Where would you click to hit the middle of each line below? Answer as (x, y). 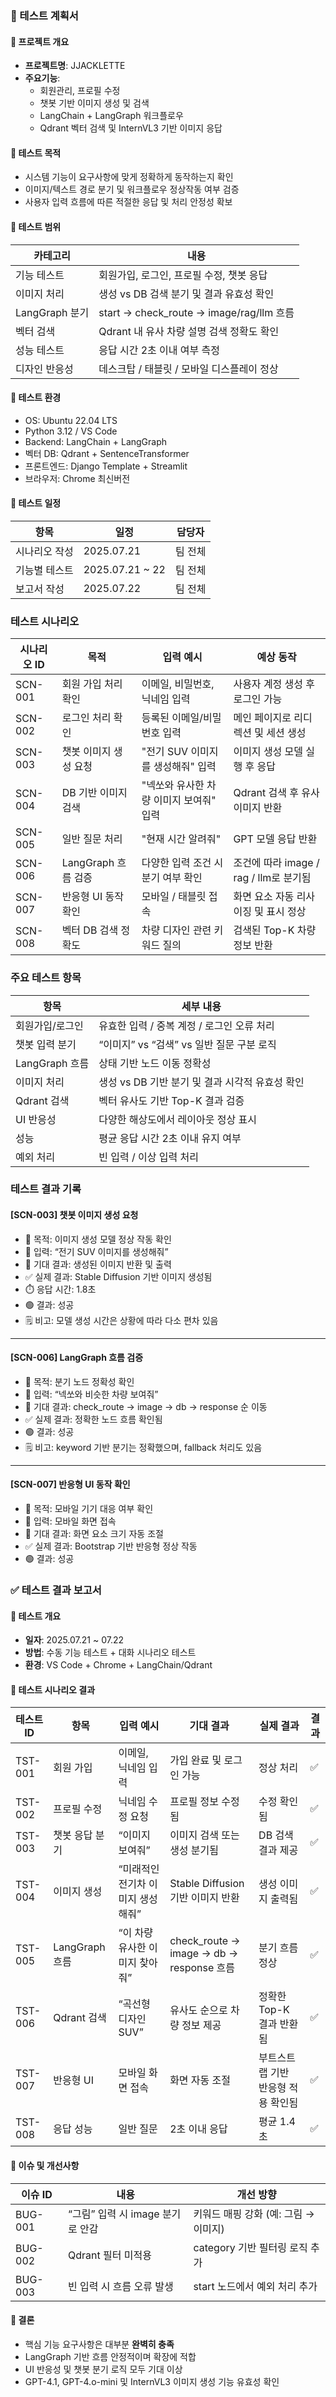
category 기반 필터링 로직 (250, 2247)
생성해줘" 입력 (185, 767)
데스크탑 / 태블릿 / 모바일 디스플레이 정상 (188, 369)
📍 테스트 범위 (36, 226)
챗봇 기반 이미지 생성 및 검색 (94, 103)
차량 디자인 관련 (176, 930)
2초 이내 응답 (198, 2129)
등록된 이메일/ (172, 718)
